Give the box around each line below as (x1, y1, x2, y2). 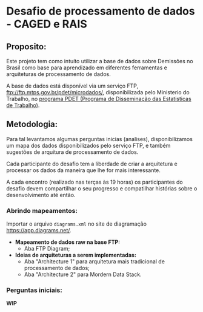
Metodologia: (6, 119, 58, 130)
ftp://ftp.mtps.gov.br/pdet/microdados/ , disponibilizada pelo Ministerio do (6, 89, 190, 95)
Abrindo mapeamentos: (6, 206, 78, 215)
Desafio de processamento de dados (6, 4, 195, 18)
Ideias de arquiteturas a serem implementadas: (15, 251, 136, 259)
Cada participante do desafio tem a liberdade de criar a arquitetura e (6, 160, 178, 167)
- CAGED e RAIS (6, 17, 88, 31)
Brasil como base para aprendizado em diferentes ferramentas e (6, 64, 168, 71)
